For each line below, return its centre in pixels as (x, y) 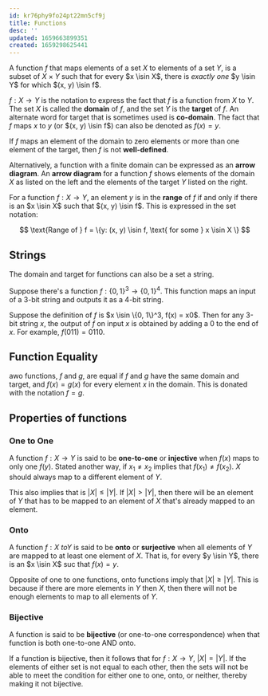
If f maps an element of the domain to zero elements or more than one (124, 141)
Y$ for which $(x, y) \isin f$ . (55, 85)
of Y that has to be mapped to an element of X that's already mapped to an (132, 501)
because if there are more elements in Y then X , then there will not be (123, 588)
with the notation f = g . (47, 393)
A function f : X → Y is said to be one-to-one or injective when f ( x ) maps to (134, 458)
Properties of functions (68, 418)
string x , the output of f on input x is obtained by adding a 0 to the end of (139, 323)
